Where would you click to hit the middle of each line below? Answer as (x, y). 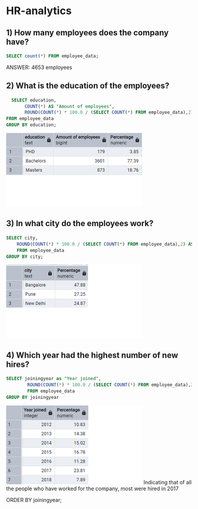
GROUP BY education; (32, 125)
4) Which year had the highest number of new (92, 355)
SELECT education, (34, 100)
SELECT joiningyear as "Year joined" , (54, 379)
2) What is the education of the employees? (88, 86)
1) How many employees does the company (88, 33)
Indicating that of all (168, 482)
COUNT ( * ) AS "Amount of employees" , (70, 106)
